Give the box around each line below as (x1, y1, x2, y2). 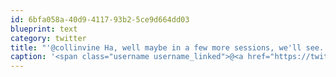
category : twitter (10, 33, 87, 43)
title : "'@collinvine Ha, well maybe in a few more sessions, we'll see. (10, 42, 325, 53)
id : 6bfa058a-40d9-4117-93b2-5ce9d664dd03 (10, 14, 190, 25)
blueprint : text (10, 24, 78, 34)
